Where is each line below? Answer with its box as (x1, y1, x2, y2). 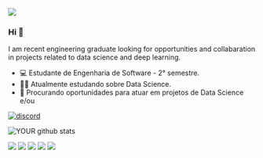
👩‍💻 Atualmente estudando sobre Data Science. (19, 80, 171, 89)
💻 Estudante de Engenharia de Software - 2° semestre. (19, 68, 200, 77)
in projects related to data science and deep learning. (8, 52, 181, 62)
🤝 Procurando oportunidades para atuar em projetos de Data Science (19, 88, 244, 97)
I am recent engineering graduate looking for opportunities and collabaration (8, 45, 256, 54)
